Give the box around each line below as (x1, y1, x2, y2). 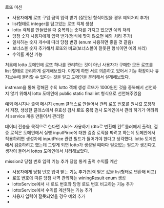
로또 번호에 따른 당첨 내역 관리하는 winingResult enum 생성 (12, 175, 126, 181)
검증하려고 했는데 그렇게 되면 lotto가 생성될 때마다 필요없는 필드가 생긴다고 (14, 142, 156, 148)
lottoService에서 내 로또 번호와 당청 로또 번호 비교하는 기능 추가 (12, 181, 134, 187)
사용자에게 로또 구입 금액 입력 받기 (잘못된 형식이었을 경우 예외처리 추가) (12, 15, 150, 21)
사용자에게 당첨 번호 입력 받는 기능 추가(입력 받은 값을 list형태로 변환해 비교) (12, 169, 157, 175)
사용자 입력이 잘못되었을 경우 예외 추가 (12, 193, 85, 199)
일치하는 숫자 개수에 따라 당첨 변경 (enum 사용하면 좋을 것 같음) (12, 39, 133, 45)
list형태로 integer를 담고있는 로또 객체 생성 (12, 21, 94, 26)
